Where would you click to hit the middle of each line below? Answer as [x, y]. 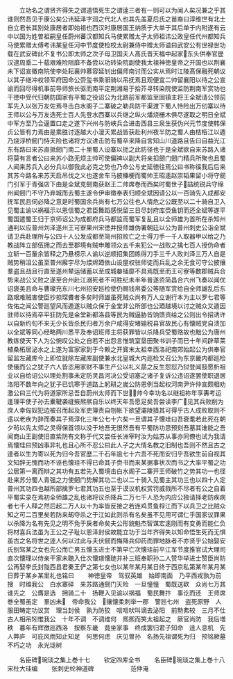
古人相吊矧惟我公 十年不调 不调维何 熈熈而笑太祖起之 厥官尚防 [104, 619]
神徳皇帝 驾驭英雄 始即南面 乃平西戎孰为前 [155, 575]
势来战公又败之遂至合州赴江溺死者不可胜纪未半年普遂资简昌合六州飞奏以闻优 [116, 280]
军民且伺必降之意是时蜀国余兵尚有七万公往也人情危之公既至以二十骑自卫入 [119, 201]
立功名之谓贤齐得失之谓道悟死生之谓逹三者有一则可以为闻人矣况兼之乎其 [122, 10]
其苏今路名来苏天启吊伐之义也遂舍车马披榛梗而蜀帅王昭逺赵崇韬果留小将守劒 [116, 175]
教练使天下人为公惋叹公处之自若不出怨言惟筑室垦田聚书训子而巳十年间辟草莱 [116, 341]
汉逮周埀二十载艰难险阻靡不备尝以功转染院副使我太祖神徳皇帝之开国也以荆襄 [116, 62]
